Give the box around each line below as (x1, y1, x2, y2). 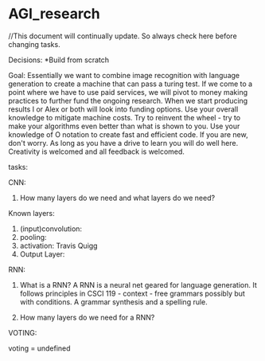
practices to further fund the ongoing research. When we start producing (8, 96, 248, 105)
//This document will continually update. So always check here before (8, 31, 237, 41)
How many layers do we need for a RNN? (19, 312, 155, 322)
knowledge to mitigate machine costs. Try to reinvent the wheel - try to (8, 112, 241, 122)
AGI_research (8, 5, 101, 23)
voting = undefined (8, 343, 71, 353)
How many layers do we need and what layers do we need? (19, 193, 216, 202)
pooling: (19, 232, 47, 241)
